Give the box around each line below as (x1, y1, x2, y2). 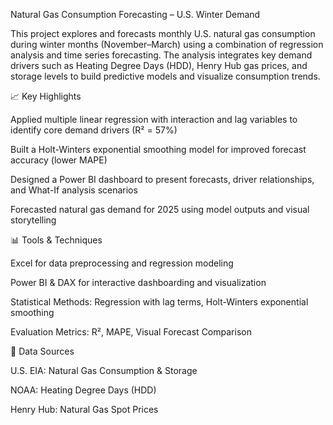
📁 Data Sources (10, 345, 75, 357)
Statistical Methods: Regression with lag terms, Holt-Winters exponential (10, 296, 309, 308)
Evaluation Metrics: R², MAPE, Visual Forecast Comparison (10, 326, 252, 338)
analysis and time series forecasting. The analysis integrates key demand (10, 49, 313, 61)
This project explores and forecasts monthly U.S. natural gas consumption (10, 28, 316, 39)
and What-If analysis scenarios (10, 184, 138, 196)
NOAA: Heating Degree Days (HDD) (10, 384, 157, 396)
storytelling (10, 214, 57, 226)
